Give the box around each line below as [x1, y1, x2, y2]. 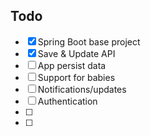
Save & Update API [37, 47, 116, 59]
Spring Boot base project [37, 35, 141, 48]
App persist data [37, 59, 107, 71]
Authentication [37, 95, 98, 107]
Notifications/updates [37, 83, 127, 95]
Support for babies [37, 71, 116, 83]
